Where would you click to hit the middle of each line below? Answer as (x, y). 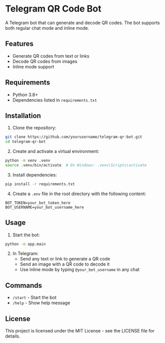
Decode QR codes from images (45, 61)
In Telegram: (25, 253)
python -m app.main (26, 244)
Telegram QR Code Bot (53, 9)
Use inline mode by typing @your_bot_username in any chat (80, 270)
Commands (24, 285)
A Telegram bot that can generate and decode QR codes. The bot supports (82, 23)
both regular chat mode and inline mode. (47, 28)
